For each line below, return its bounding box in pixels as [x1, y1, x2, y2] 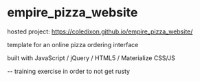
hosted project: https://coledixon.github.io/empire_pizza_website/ [7, 27, 193, 36]
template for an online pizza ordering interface [7, 40, 139, 49]
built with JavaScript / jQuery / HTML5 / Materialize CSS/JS [7, 53, 175, 62]
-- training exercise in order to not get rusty [7, 67, 131, 75]
